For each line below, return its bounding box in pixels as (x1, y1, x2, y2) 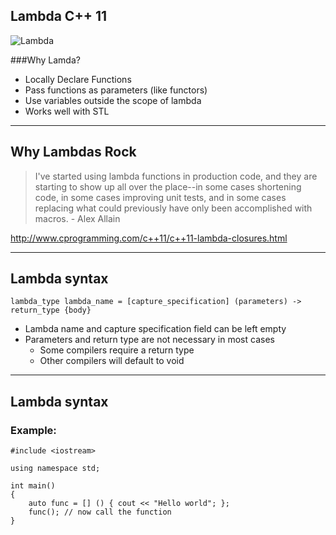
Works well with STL (24, 105, 110, 117)
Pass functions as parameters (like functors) (24, 84, 208, 96)
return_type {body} (10, 305, 92, 316)
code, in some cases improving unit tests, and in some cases (34, 191, 287, 203)
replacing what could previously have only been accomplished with (34, 202, 313, 214)
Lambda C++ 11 (10, 8, 107, 25)
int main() (10, 481, 56, 491)
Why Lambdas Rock (10, 144, 137, 161)
